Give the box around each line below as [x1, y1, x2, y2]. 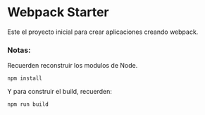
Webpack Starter [7, 4, 109, 20]
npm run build [7, 101, 49, 108]
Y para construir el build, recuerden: [7, 87, 113, 96]
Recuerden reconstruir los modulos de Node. [7, 61, 138, 70]
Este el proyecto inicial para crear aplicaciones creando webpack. [7, 28, 199, 36]
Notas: [7, 45, 31, 55]
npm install [7, 75, 42, 82]
